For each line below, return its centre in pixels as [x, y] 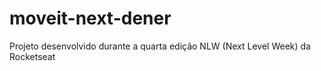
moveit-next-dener [90, 18]
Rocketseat [32, 56]
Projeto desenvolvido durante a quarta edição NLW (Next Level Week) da [160, 46]
